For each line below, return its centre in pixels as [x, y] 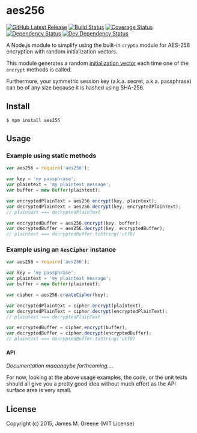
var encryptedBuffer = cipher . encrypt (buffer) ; [67, 328]
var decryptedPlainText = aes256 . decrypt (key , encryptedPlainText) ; [94, 207]
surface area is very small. [39, 390]
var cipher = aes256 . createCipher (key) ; [58, 295]
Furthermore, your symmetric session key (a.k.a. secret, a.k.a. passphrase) [99, 81]
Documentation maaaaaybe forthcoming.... [60, 366]
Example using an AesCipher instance [61, 250]
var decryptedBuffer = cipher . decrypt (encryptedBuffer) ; [79, 333]
